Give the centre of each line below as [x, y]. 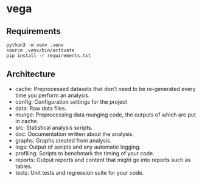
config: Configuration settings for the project [71, 101]
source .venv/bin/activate [40, 50]
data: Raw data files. [41, 108]
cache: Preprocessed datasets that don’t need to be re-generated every [105, 89]
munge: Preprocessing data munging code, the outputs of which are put [106, 115]
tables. [23, 166]
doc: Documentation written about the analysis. [75, 134]
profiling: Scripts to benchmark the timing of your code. [85, 153]
